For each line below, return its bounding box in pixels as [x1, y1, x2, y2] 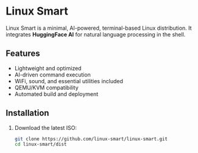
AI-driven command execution [14, 71, 91, 78]
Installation [5, 108, 49, 118]
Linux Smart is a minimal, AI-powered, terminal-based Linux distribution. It [5, 24, 193, 32]
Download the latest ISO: [14, 124, 77, 131]
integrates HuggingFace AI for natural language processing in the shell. [5, 30, 186, 38]
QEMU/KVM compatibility [14, 84, 79, 91]
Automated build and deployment [14, 90, 99, 98]
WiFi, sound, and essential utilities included [14, 77, 123, 84]
